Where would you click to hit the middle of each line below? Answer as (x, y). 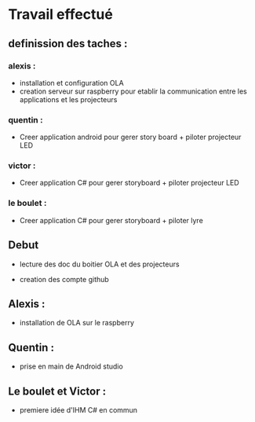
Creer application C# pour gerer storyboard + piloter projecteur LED (129, 183)
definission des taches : (68, 44)
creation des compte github (64, 279)
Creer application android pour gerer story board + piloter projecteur (130, 137)
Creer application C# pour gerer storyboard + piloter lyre (111, 220)
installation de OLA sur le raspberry (77, 323)
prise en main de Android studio (71, 366)
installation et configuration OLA (71, 83)
